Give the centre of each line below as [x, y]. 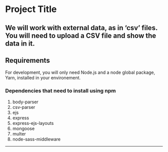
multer [19, 133]
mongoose [23, 128]
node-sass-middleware [36, 139]
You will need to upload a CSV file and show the [81, 35]
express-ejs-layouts [33, 123]
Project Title [31, 9]
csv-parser [24, 107]
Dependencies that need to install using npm [60, 91]
